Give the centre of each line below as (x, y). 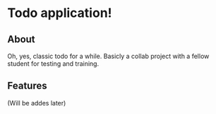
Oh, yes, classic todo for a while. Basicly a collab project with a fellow (108, 56)
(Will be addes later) (37, 103)
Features (27, 86)
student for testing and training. (53, 64)
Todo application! (60, 13)
